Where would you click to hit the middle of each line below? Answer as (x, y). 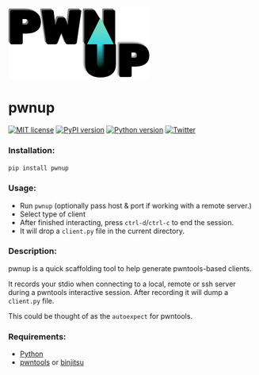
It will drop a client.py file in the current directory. (102, 231)
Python (31, 354)
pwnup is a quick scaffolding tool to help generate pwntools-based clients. (130, 268)
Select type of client (52, 214)
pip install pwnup (38, 168)
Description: (32, 251)
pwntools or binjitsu (52, 362)
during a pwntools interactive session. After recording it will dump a (118, 292)
